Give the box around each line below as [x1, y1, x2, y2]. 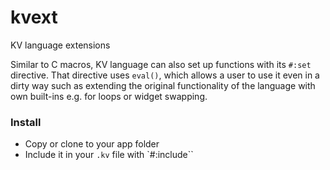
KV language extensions [10, 39, 111, 51]
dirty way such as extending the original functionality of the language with [10, 79, 316, 91]
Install [10, 115, 42, 129]
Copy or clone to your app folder [24, 138, 160, 150]
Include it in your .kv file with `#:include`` [24, 149, 194, 161]
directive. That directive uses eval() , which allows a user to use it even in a [10, 69, 320, 81]
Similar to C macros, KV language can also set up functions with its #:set [10, 58, 312, 70]
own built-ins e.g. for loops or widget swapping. [10, 90, 208, 102]
